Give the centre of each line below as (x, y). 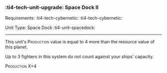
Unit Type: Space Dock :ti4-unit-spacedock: (50, 28)
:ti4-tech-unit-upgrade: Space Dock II (52, 7)
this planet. (17, 47)
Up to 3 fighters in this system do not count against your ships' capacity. (80, 57)
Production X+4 (21, 66)
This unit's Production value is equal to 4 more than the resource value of (80, 42)
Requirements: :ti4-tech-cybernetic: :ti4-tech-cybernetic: (64, 18)
